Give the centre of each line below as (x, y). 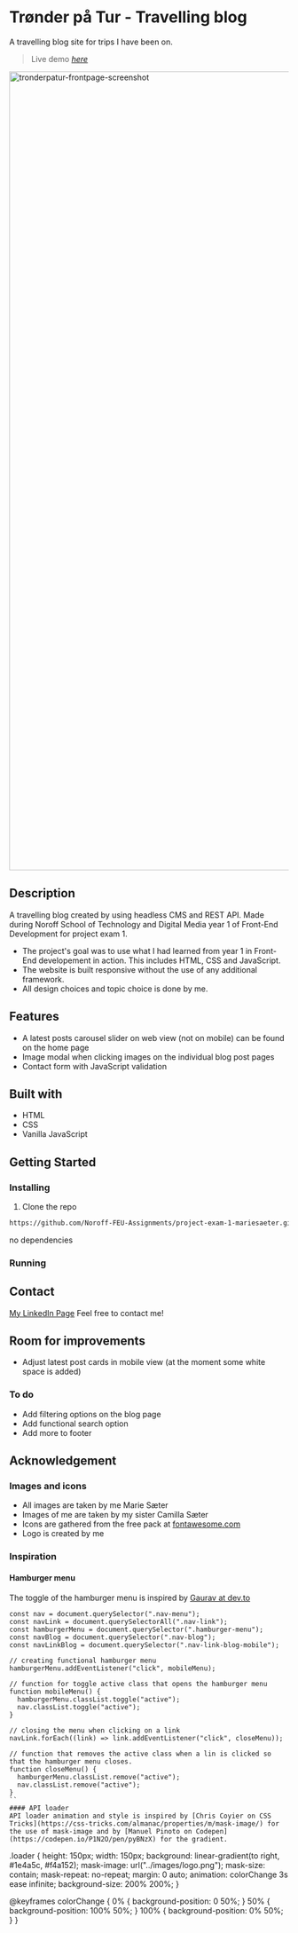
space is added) (51, 1372)
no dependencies (41, 1240)
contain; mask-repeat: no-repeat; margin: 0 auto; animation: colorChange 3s (149, 1874)
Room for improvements (78, 1341)
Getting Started (53, 1162)
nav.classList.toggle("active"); (79, 1707)
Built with (36, 1094)
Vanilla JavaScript (55, 1134)
